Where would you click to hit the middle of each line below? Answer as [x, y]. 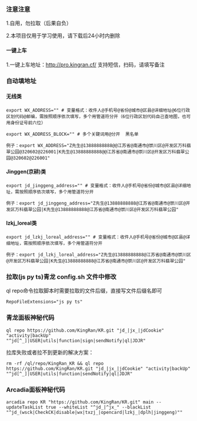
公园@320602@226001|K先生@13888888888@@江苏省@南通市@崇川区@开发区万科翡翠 [98, 152]
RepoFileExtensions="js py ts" [44, 302]
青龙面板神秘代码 [30, 318]
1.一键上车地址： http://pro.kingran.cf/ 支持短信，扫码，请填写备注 [86, 64]
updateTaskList [25, 407]
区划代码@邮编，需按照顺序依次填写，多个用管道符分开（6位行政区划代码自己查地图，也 [96, 116]
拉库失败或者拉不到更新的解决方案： [50, 352]
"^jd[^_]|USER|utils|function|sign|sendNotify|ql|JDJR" [76, 340]
